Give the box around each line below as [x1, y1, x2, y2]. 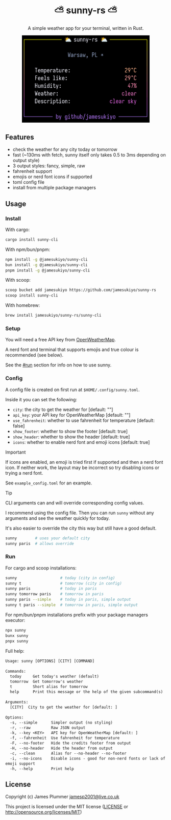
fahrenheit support [12, 168, 52, 174]
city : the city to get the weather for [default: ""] [12, 406, 113, 413]
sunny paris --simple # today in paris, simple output [5, 597, 131, 602]
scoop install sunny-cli [5, 293, 58, 298]
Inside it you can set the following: [5, 396, 78, 402]
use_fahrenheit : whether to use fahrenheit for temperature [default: [12, 417, 155, 423]
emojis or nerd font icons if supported [12, 173, 93, 180]
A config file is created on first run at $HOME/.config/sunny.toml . [5, 386, 140, 393]
